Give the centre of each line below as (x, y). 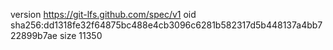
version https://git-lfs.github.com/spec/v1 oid (103, 14)
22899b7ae (34, 35)
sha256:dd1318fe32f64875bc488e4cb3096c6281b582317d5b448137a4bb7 (166, 25)
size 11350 (81, 35)
